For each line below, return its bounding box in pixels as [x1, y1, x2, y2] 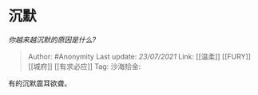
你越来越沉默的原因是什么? [8, 35, 97, 44]
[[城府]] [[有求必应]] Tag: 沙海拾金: [27, 61, 141, 71]
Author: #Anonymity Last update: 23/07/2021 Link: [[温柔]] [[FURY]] [27, 51, 252, 61]
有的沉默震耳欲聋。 [8, 78, 72, 88]
